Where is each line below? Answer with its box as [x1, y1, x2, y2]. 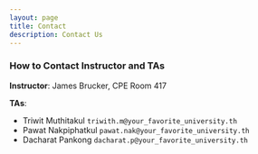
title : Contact [9, 22, 67, 31]
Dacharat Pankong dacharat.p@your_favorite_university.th [22, 134, 249, 145]
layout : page [9, 13, 59, 23]
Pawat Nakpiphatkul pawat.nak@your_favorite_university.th [22, 124, 250, 135]
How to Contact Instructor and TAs [9, 59, 166, 72]
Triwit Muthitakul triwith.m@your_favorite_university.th [22, 114, 238, 126]
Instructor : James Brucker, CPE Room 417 [9, 80, 167, 91]
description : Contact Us [9, 30, 103, 39]
